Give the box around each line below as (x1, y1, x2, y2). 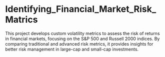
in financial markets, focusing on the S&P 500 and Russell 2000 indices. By (5, 36, 160, 42)
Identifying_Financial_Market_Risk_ (5, 3, 156, 15)
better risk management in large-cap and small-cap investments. (5, 46, 139, 52)
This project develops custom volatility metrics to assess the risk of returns (5, 30, 160, 36)
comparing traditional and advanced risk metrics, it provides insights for (5, 41, 153, 47)
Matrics (5, 14, 38, 25)
